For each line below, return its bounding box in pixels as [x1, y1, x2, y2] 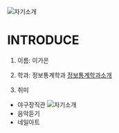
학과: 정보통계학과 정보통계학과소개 [17, 70, 112, 79]
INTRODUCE [7, 32, 80, 48]
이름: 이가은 [17, 56, 50, 64]
